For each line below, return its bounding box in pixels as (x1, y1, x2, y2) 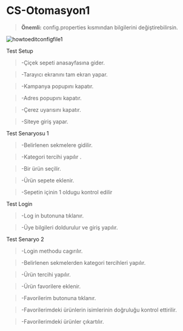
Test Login (6, 200, 33, 207)
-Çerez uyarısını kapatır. (21, 106, 81, 113)
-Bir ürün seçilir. (21, 165, 62, 172)
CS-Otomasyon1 (6, 4, 90, 18)
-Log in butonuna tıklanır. (21, 212, 84, 219)
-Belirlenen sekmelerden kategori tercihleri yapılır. (21, 259, 146, 266)
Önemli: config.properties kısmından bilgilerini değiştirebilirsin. (21, 24, 178, 31)
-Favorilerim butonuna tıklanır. (21, 294, 96, 301)
